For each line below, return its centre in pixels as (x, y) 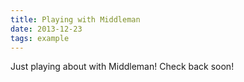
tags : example (40, 38)
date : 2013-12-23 (46, 29)
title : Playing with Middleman (75, 19)
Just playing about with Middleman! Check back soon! (122, 67)
